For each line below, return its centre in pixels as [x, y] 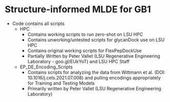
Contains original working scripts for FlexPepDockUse [84, 50]
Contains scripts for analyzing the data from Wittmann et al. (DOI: [97, 72]
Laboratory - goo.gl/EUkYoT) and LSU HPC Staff [79, 61]
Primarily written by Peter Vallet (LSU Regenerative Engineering [94, 88]
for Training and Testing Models [61, 83]
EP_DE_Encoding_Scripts [46, 67]
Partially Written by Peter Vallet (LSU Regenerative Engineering [94, 56]
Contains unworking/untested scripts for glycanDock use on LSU [96, 40]
